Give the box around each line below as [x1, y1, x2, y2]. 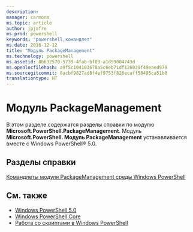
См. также [6, 191, 48, 201]
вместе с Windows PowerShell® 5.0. [6, 140, 97, 147]
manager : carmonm [6, 14, 50, 20]
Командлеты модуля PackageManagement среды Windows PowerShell [6, 173, 186, 180]
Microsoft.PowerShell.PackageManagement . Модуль [6, 127, 142, 135]
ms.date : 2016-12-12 [6, 42, 58, 48]
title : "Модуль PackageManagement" [6, 48, 95, 54]
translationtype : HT [6, 75, 58, 81]
